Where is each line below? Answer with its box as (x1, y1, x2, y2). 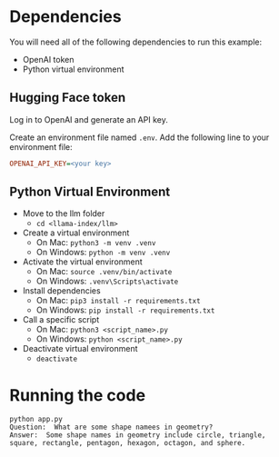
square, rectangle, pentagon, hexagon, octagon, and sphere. (9, 439, 246, 448)
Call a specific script (22, 314, 100, 325)
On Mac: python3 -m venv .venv (35, 237, 156, 248)
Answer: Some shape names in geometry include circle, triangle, (9, 431, 266, 440)
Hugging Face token (9, 90, 125, 105)
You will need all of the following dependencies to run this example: (9, 36, 263, 47)
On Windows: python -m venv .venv (35, 247, 171, 258)
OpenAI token (22, 54, 75, 65)
